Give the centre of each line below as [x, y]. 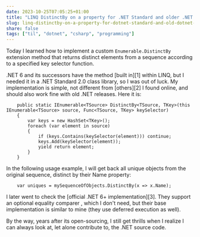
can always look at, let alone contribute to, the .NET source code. [86, 227]
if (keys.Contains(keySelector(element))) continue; [104, 137]
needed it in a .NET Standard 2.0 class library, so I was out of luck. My [92, 82]
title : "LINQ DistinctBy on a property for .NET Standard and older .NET [100, 17]
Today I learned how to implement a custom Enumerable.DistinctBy [89, 51]
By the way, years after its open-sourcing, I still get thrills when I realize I [95, 221]
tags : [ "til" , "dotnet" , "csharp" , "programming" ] [70, 34]
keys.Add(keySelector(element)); [79, 142]
